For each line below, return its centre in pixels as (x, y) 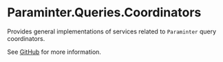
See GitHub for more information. (54, 52)
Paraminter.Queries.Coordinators (104, 13)
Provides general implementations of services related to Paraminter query (112, 31)
